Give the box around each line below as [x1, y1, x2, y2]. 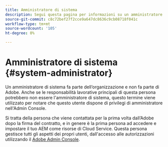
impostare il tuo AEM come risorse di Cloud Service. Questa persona [5, 125, 147, 131]
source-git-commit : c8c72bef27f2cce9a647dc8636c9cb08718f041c [5, 17, 138, 22]
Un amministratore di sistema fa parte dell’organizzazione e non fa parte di [5, 84, 159, 90]
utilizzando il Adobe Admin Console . [5, 136, 80, 142]
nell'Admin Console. [5, 105, 47, 111]
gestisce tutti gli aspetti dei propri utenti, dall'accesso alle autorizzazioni [5, 131, 154, 137]
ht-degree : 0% [5, 31, 35, 36]
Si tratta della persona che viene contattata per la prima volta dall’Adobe [5, 115, 154, 121]
